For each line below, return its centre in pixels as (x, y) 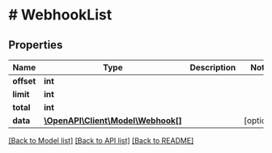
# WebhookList (60, 15)
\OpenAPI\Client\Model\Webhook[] (113, 121)
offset (24, 81)
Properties (36, 45)
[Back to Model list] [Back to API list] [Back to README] (101, 140)
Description (213, 68)
